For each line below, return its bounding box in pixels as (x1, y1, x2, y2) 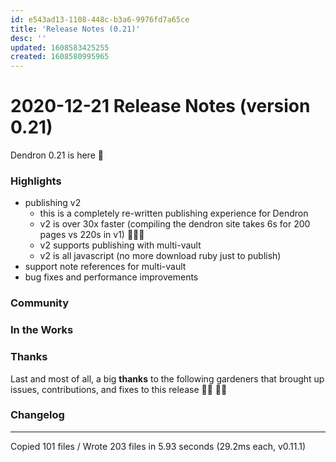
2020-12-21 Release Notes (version (10, 95, 311, 118)
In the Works (10, 323, 74, 337)
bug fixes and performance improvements (24, 271, 199, 283)
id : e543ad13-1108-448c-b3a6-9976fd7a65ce (10, 14, 190, 25)
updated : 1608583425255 (10, 42, 110, 53)
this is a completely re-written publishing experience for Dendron (39, 207, 309, 220)
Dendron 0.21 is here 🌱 (10, 149, 104, 161)
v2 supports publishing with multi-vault (39, 239, 202, 251)
